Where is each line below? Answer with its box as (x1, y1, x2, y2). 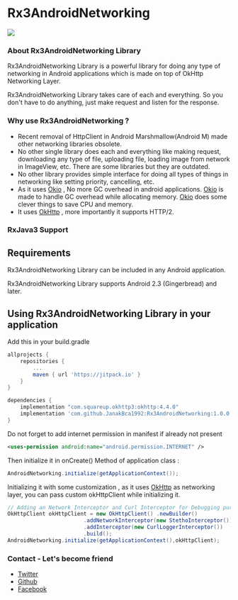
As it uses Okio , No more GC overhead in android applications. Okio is (17, 184, 224, 193)
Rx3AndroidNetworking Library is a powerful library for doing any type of (7, 62, 221, 70)
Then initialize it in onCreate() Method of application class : (7, 456, 179, 465)
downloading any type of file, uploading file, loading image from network (17, 155, 230, 163)
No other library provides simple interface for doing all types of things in (17, 170, 229, 178)
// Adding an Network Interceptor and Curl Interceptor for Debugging (7, 504, 220, 511)
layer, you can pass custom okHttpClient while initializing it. (7, 490, 181, 499)
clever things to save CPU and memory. (17, 200, 134, 209)
